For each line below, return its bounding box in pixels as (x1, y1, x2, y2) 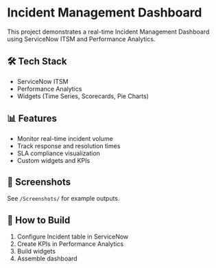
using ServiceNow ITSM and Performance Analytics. (7, 34, 156, 43)
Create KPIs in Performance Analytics (16, 240, 124, 248)
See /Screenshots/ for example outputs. (7, 194, 120, 203)
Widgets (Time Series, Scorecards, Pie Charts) (16, 91, 149, 100)
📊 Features (7, 113, 57, 124)
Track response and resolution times (16, 142, 121, 150)
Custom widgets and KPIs (16, 156, 91, 164)
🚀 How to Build (7, 214, 71, 226)
